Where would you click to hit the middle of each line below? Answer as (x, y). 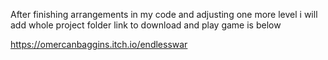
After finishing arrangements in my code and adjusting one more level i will (164, 14)
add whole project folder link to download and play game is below (146, 25)
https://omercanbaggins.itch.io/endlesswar (99, 44)
